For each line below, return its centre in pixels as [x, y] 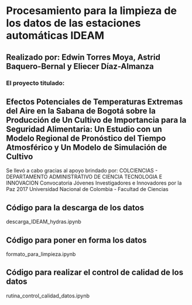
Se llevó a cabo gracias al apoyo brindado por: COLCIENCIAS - [82, 171]
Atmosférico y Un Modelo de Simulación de [87, 147]
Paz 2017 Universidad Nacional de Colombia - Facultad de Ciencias [87, 189]
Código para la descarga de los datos [75, 208]
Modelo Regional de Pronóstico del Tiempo [86, 138]
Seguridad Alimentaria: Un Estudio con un [84, 129]
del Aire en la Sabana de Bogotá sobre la [81, 111]
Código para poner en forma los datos [76, 240]
